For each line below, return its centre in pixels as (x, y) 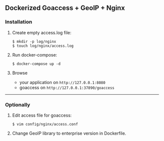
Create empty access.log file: (42, 32)
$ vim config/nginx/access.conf (45, 124)
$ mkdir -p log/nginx (34, 41)
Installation (19, 22)
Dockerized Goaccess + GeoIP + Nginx (65, 8)
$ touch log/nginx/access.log (43, 46)
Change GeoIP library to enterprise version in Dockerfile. (69, 133)
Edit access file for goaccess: (42, 115)
